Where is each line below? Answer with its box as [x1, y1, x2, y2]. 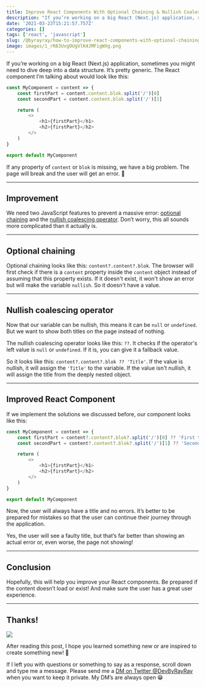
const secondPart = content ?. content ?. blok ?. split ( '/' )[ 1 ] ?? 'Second [17, 440, 201, 446]
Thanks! [6, 615, 38, 625]
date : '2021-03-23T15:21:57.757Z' [6, 20, 95, 26]
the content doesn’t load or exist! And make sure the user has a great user [6, 585, 193, 592]
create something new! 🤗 [6, 649, 69, 656]
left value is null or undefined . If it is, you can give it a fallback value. [6, 346, 179, 353]
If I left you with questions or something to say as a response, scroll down [6, 661, 192, 668]
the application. [6, 520, 46, 527]
